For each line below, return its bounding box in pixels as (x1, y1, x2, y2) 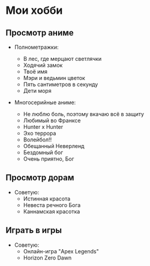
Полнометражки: (14, 43, 59, 51)
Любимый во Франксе (23, 117, 81, 124)
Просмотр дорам (5, 173, 74, 183)
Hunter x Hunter (23, 123, 64, 130)
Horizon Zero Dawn (23, 254, 72, 261)
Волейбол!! (23, 136, 52, 143)
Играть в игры (5, 225, 62, 235)
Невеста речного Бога (23, 201, 81, 208)
